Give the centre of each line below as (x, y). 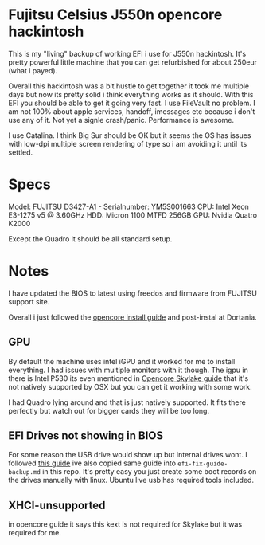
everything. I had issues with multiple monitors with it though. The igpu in (128, 370)
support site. (29, 301)
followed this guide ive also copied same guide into (92, 463)
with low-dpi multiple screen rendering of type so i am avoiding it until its (128, 143)
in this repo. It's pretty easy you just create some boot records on (150, 472)
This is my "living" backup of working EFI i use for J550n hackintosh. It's (127, 53)
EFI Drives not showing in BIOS (86, 436)
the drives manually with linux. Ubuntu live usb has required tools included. (131, 480)
